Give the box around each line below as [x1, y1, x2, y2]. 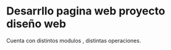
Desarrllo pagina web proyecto [6, 4, 166, 18]
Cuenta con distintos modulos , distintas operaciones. [6, 37, 141, 44]
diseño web [6, 17, 66, 31]
